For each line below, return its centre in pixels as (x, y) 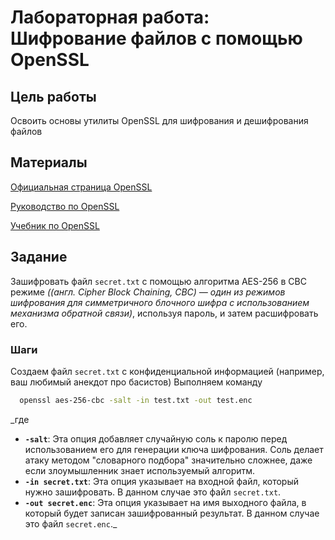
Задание (39, 257)
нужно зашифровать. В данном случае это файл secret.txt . (153, 492)
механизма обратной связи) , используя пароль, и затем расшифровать (164, 313)
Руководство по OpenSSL (65, 206)
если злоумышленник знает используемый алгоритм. (140, 470)
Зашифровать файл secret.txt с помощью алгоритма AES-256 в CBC (158, 281)
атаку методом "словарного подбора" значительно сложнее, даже (168, 460)
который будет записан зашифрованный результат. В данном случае (172, 513)
